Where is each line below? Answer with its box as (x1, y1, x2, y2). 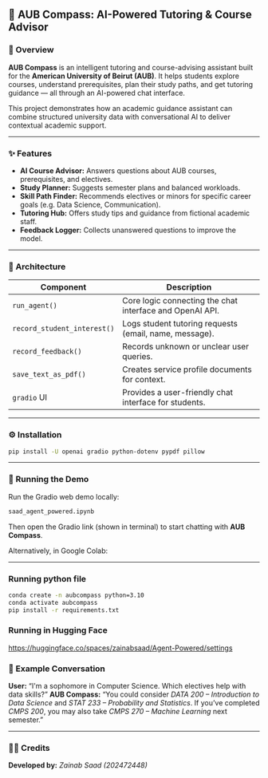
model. (19, 233, 43, 243)
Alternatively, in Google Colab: (8, 546, 108, 555)
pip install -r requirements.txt (8, 606, 120, 614)
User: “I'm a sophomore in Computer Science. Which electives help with (8, 681, 246, 691)
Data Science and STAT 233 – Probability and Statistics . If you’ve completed (8, 698, 260, 708)
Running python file (8, 573, 86, 584)
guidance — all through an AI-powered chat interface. (8, 88, 186, 97)
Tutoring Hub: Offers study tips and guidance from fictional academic (19, 208, 250, 218)
